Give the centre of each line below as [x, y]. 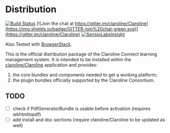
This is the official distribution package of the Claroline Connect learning [81, 54]
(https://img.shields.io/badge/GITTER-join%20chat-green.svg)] [72, 29]
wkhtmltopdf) [27, 114]
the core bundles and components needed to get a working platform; [85, 74]
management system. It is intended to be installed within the [68, 59]
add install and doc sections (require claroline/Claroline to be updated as [89, 119]
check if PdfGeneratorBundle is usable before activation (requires [81, 109]
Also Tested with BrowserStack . [39, 44]
